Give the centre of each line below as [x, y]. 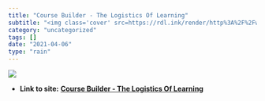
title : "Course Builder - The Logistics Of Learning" [99, 15]
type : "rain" [30, 52]
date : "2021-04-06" [40, 45]
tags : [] [22, 37]
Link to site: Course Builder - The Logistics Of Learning [111, 88]
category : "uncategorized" [52, 30]
